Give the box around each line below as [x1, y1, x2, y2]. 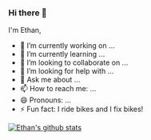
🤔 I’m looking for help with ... [19, 66, 114, 76]
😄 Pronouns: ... [19, 95, 72, 105]
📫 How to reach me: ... [19, 84, 97, 94]
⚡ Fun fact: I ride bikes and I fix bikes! [19, 104, 144, 114]
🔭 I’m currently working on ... [19, 41, 115, 50]
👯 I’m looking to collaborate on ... [19, 58, 129, 67]
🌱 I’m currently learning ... [19, 50, 105, 59]
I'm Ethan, [8, 26, 42, 35]
